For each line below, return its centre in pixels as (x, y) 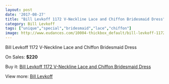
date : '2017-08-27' (26, 14)
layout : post (19, 10)
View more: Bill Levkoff (29, 76)
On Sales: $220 (21, 57)
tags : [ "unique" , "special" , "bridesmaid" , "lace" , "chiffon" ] (68, 28)
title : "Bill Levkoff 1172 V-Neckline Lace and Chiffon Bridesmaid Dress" (85, 19)
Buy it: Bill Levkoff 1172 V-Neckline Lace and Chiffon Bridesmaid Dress (78, 66)
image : (12, 33)
